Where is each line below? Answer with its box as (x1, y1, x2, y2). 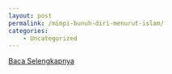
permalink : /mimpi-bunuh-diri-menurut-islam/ (8, 19, 164, 27)
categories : (8, 27, 48, 35)
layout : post (8, 11, 52, 20)
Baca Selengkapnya (8, 56, 75, 66)
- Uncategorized (23, 34, 78, 43)
